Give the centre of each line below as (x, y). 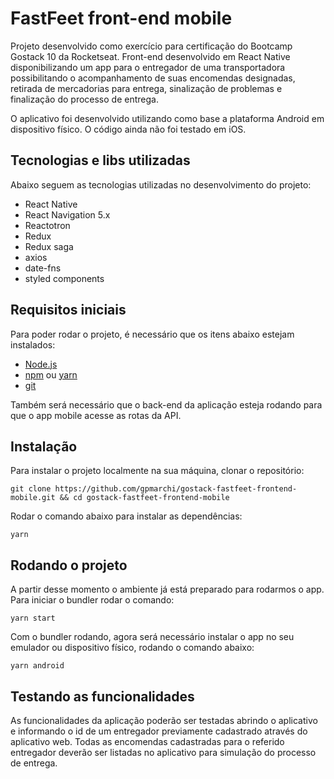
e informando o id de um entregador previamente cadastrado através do (159, 731)
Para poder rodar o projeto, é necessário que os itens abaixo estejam (152, 334)
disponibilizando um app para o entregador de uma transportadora (148, 67)
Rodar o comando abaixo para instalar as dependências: (126, 516)
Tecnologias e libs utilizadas (100, 160)
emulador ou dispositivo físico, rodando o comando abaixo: (132, 648)
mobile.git (33, 498)
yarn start (33, 618)
